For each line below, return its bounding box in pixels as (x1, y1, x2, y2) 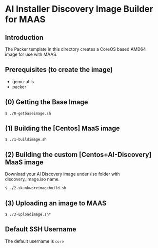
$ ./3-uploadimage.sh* (5, 212, 51, 217)
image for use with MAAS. (5, 51, 58, 57)
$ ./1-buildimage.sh (5, 137, 47, 142)
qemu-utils (12, 78, 34, 84)
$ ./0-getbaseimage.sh (5, 111, 51, 116)
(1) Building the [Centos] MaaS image (5, 124, 120, 133)
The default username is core (5, 238, 64, 244)
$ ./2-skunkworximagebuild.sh (5, 186, 67, 191)
